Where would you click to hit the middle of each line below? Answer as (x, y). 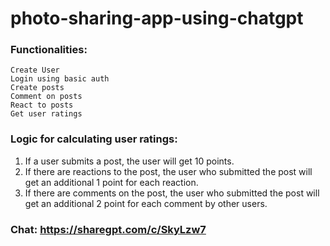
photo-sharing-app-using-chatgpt (157, 18)
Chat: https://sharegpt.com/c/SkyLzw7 (108, 229)
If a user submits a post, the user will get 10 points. (129, 161)
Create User (35, 70)
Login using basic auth (60, 79)
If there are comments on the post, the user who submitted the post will (172, 193)
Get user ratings (46, 114)
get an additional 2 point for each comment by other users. (146, 203)
